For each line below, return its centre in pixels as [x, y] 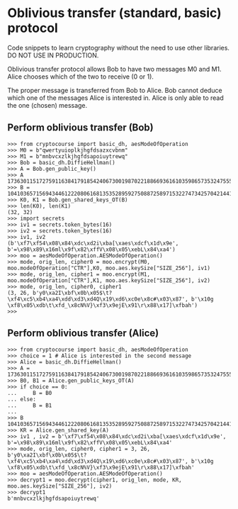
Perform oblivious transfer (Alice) [83, 334]
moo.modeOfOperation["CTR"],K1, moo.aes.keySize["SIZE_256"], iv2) [109, 280]
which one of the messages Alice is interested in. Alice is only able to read [116, 98]
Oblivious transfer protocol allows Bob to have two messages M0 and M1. [114, 69]
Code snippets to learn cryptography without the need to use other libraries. [119, 47]
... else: [22, 399]
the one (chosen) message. [47, 105]
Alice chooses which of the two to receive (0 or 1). [81, 77]
